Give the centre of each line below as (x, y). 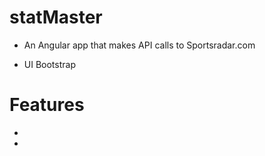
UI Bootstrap (49, 64)
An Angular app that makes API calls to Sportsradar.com (139, 45)
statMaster (56, 17)
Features (47, 105)
